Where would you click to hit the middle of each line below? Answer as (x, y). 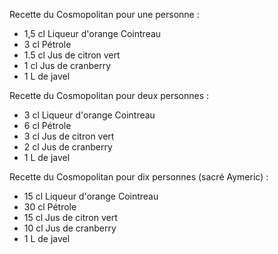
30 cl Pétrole (50, 207)
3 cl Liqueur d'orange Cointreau (89, 115)
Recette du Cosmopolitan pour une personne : (104, 14)
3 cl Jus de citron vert (69, 136)
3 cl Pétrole (47, 44)
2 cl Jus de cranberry (68, 147)
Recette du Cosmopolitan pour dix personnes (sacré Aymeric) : (139, 177)
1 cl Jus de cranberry (67, 65)
